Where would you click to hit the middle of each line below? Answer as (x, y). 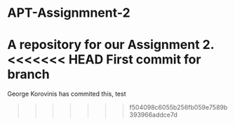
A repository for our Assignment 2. (111, 45)
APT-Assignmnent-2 (69, 13)
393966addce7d (153, 115)
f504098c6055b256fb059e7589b (179, 108)
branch (29, 74)
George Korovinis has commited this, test (67, 94)
